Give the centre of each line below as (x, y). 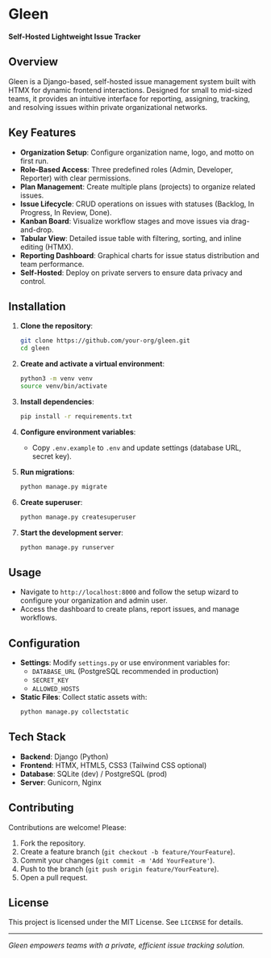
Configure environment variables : (78, 432)
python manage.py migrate (63, 486)
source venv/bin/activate (63, 386)
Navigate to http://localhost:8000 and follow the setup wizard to (129, 592)
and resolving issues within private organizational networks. (108, 107)
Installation (37, 306)
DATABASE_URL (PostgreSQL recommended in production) (125, 671)
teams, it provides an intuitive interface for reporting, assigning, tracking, (129, 99)
